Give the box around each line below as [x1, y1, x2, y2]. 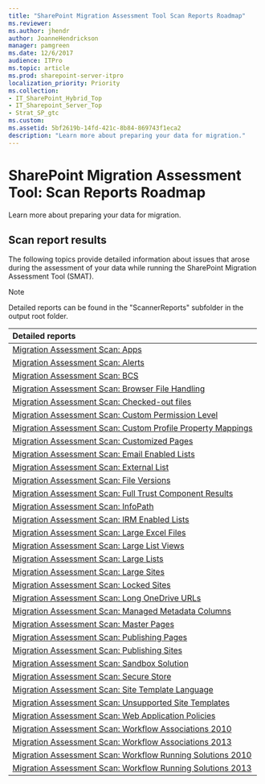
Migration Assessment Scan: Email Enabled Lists [12, 448, 195, 460]
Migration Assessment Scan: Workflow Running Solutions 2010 [12, 749, 252, 761]
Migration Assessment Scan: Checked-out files [12, 396, 192, 407]
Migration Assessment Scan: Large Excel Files [12, 527, 186, 538]
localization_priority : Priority [8, 79, 120, 87]
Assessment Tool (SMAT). [8, 271, 95, 282]
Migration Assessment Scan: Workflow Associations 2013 [12, 737, 232, 748]
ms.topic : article [8, 64, 70, 72]
